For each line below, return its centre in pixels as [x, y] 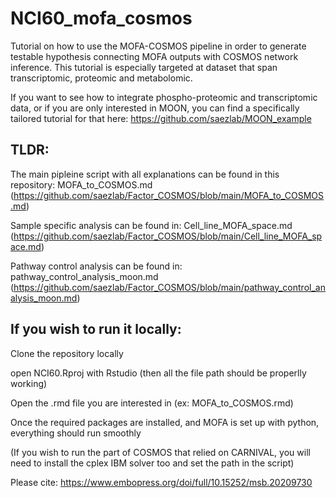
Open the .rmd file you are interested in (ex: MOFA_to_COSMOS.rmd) [152, 403]
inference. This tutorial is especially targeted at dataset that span [144, 67]
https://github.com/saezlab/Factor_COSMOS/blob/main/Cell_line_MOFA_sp [168, 236]
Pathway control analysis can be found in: [96, 266]
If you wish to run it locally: [96, 329]
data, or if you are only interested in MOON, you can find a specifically [155, 108]
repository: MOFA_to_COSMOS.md [81, 184]
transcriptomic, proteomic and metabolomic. [101, 78]
